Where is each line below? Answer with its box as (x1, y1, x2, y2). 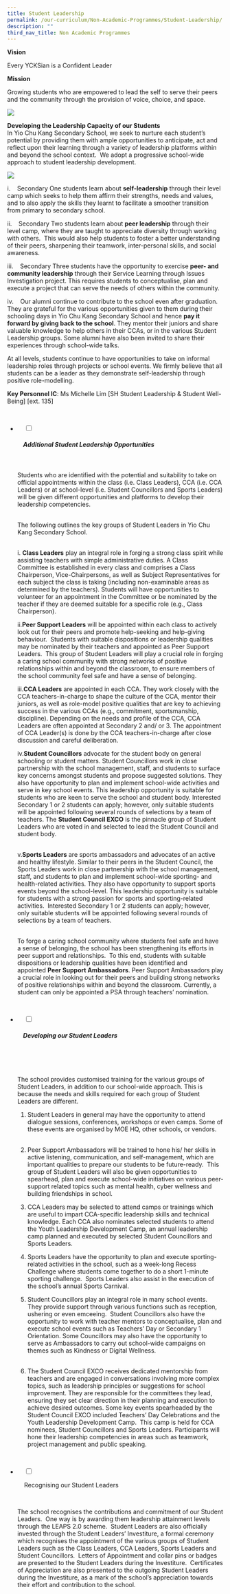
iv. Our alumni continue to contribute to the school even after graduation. (7, 297, 218, 306)
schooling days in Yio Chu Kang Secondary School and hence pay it (7, 312, 200, 320)
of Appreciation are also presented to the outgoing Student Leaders (16, 1566, 209, 1575)
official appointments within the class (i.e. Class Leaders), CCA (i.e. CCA (16, 479, 222, 487)
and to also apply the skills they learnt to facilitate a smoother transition (7, 199, 209, 207)
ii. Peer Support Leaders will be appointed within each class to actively (16, 620, 218, 629)
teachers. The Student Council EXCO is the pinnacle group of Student (16, 816, 216, 824)
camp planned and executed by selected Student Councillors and (27, 1232, 213, 1241)
